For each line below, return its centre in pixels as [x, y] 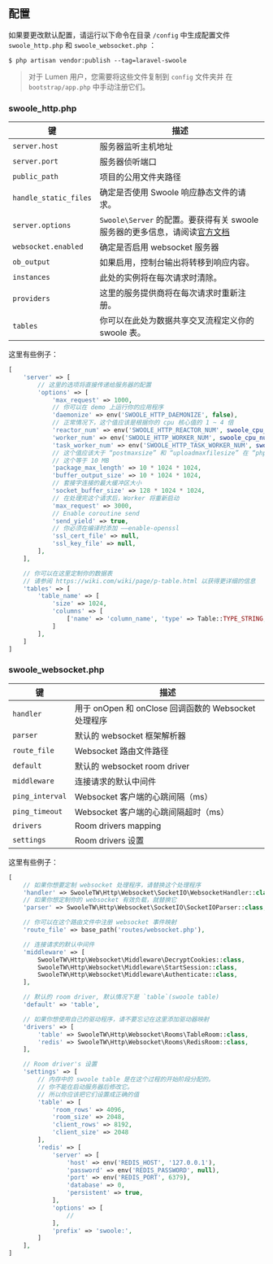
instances [31, 277]
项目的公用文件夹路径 [140, 177]
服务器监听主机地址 [136, 146]
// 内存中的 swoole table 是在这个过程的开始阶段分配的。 [126, 1079]
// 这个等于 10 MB [80, 460]
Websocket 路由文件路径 [121, 751]
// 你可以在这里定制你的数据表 [68, 573]
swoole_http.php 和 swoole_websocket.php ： [82, 45]
